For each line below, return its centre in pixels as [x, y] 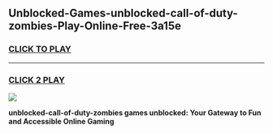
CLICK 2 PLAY [37, 80]
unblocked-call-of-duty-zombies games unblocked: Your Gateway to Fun [135, 112]
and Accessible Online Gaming [61, 121]
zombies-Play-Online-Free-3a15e [95, 26]
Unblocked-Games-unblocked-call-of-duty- [123, 13]
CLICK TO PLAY [40, 50]
